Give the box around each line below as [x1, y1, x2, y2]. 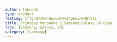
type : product [5, 12, 34, 16]
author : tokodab [5, 7, 38, 12]
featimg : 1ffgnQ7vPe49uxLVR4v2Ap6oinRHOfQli [5, 16, 97, 21]
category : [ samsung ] [5, 29, 47, 34]
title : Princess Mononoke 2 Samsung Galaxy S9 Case [5, 20, 112, 26]
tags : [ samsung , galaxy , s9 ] [5, 25, 64, 30]
